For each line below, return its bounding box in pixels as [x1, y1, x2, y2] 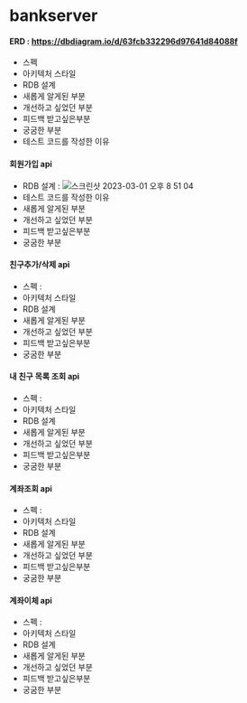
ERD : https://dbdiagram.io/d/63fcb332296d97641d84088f [9, 35, 239, 46]
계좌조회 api [9, 483, 52, 493]
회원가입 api [9, 158, 52, 169]
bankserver [9, 5, 98, 26]
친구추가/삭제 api [9, 259, 70, 270]
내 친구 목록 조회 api [9, 371, 80, 382]
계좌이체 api [9, 595, 52, 605]
